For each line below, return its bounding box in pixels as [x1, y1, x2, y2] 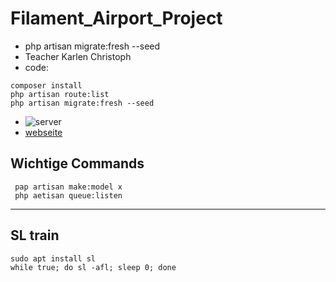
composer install [10, 80, 83, 91]
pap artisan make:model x [14, 182, 123, 192]
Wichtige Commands [10, 155, 145, 172]
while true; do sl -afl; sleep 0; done [10, 262, 177, 272]
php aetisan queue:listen [14, 190, 123, 201]
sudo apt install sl [10, 253, 97, 264]
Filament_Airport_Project [10, 7, 223, 30]
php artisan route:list [10, 89, 110, 99]
